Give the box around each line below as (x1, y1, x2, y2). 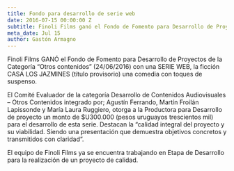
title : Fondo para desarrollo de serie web (7, 10, 136, 17)
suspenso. (7, 77, 37, 85)
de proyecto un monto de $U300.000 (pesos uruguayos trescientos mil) (7, 113, 214, 122)
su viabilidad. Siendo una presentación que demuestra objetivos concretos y (7, 128, 227, 136)
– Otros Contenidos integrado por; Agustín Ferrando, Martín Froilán (7, 98, 199, 106)
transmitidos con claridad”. (7, 135, 84, 143)
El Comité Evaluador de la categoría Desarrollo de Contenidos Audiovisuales (7, 91, 226, 99)
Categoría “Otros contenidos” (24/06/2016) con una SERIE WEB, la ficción (7, 63, 220, 71)
